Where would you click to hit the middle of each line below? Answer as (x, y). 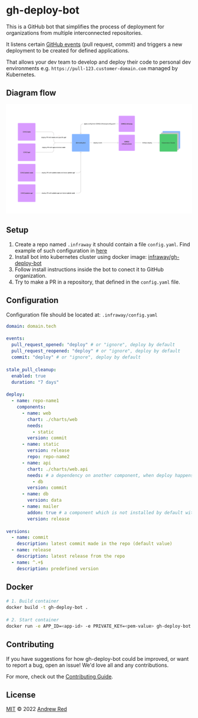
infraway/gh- (164, 256)
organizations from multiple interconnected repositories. (74, 32)
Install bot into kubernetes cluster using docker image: (81, 256)
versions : (18, 531)
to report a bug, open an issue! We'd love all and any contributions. (88, 665)
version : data (44, 500)
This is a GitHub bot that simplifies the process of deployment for (85, 27)
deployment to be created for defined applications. (68, 50)
